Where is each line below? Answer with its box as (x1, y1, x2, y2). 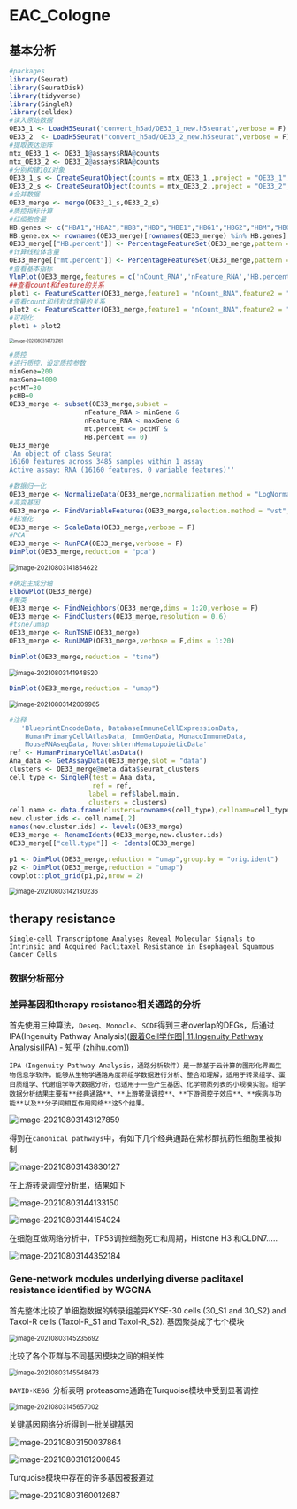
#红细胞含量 (9, 214, 47, 224)
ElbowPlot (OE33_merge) (9, 587, 93, 596)
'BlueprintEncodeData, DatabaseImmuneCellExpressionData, (20, 723, 240, 733)
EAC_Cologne (9, 5, 111, 26)
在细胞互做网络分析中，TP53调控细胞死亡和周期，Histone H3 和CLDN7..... (9, 1233, 278, 1243)
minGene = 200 (9, 366, 53, 376)
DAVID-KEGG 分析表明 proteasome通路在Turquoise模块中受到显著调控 (9, 1384, 259, 1395)
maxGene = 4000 (9, 375, 57, 384)
